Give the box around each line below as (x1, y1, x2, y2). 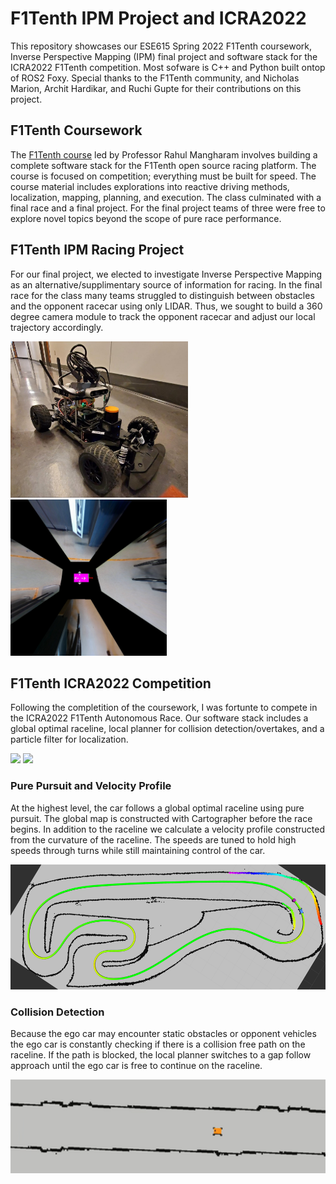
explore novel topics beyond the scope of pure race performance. (10, 212, 282, 224)
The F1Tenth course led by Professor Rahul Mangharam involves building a (10, 148, 318, 161)
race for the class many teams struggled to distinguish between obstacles (10, 289, 315, 301)
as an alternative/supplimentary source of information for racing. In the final (10, 278, 323, 291)
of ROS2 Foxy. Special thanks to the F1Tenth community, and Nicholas (10, 72, 300, 84)
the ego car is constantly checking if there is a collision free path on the (10, 1038, 306, 1050)
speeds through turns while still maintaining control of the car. (10, 844, 266, 856)
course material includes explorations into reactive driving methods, (10, 180, 290, 192)
